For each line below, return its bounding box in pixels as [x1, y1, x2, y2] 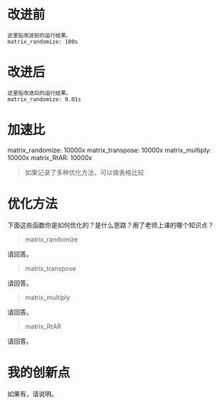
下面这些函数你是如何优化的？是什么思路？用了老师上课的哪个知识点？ [7, 221, 214, 229]
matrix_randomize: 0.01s [7, 96, 81, 103]
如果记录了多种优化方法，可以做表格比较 [24, 168, 144, 176]
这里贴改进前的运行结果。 [7, 31, 71, 39]
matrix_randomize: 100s [7, 38, 79, 45]
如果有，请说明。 [7, 389, 58, 398]
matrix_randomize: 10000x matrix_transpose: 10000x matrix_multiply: [7, 146, 212, 154]
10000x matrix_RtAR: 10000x [7, 153, 93, 161]
